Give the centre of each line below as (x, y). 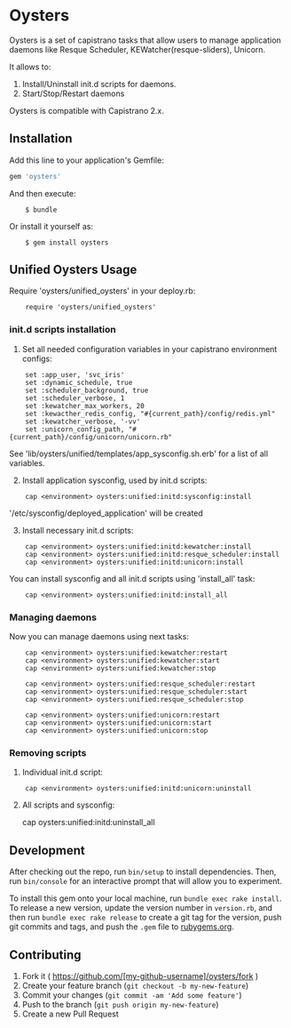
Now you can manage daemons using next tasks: (99, 637)
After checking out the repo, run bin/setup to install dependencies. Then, (143, 871)
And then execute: (43, 193)
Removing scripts (48, 752)
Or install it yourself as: (51, 226)
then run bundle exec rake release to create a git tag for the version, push (145, 918)
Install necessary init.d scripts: (78, 530)
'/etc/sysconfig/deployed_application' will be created (106, 513)
